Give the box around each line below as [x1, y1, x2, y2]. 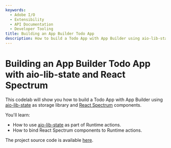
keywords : [5, 7, 26, 13]
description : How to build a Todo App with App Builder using [5, 36, 140, 41]
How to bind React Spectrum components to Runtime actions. [12, 127, 142, 133]
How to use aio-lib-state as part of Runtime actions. [12, 121, 121, 128]
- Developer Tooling [10, 27, 53, 32]
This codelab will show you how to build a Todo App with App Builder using [5, 96, 163, 103]
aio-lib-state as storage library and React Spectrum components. [5, 102, 141, 108]
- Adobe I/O [10, 12, 36, 17]
